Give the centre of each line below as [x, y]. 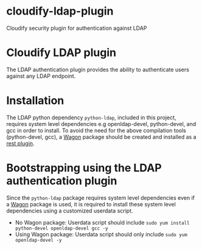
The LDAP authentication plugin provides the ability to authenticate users [98, 69]
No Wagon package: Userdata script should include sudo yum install [102, 222]
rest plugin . [20, 143]
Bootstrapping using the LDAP [84, 168]
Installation [35, 101]
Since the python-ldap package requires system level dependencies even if [101, 198]
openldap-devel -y [38, 240]
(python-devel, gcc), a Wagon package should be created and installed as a [101, 137]
